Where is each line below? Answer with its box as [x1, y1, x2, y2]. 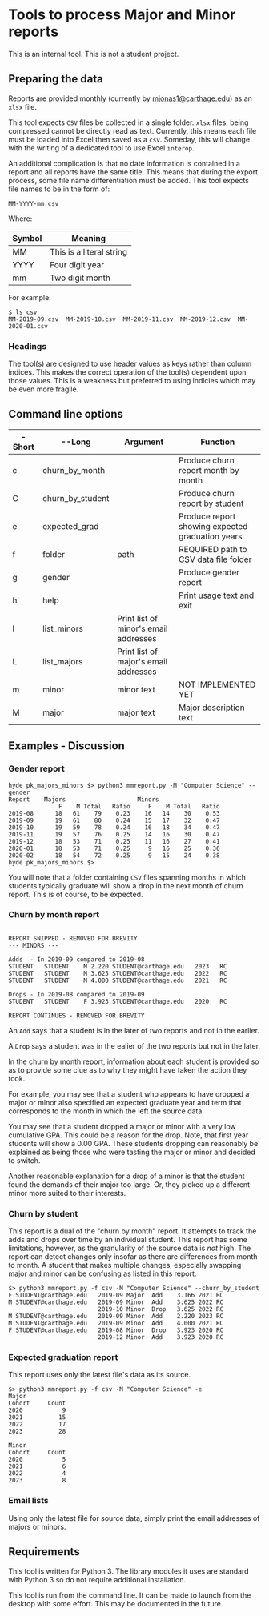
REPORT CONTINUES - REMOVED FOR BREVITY [8, 1011, 146, 1020]
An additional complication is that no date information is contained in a [8, 158, 240, 168]
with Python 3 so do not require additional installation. [8, 1574, 187, 1584]
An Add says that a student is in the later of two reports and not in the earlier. [8, 1025, 260, 1035]
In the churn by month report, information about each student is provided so [8, 1057, 259, 1066]
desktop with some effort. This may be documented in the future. [8, 1598, 223, 1608]
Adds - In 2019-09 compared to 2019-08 [8, 955, 146, 964]
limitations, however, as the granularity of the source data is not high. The [8, 1243, 251, 1253]
